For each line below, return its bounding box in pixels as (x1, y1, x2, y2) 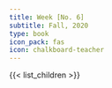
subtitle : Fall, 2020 (9, 21, 89, 30)
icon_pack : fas (9, 37, 65, 47)
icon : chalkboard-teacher (9, 46, 104, 55)
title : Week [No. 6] (9, 12, 86, 22)
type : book (9, 29, 49, 38)
